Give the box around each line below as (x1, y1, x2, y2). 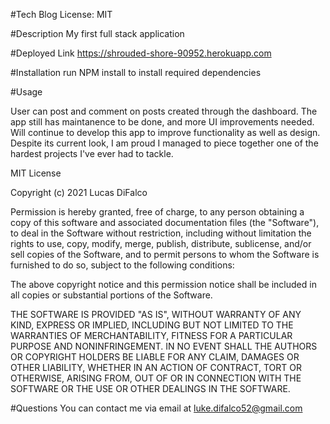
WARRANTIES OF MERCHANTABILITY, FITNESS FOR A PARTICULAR (10, 330, 293, 341)
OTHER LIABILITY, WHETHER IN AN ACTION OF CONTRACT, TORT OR (10, 362, 302, 373)
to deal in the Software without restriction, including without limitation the (10, 227, 312, 239)
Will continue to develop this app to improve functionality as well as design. (10, 127, 321, 138)
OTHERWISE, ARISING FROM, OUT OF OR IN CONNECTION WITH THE (10, 372, 302, 384)
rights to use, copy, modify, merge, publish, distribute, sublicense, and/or (10, 238, 312, 249)
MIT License (10, 167, 62, 179)
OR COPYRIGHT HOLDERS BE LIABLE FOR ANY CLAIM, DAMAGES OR (10, 351, 300, 363)
